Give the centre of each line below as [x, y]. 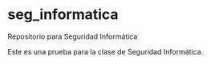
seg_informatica [63, 15]
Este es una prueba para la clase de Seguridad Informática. [105, 51]
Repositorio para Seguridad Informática [73, 36]
